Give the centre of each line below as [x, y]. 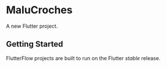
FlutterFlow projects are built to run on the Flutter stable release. [83, 58]
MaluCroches [39, 10]
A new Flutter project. [32, 26]
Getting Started [35, 44]
